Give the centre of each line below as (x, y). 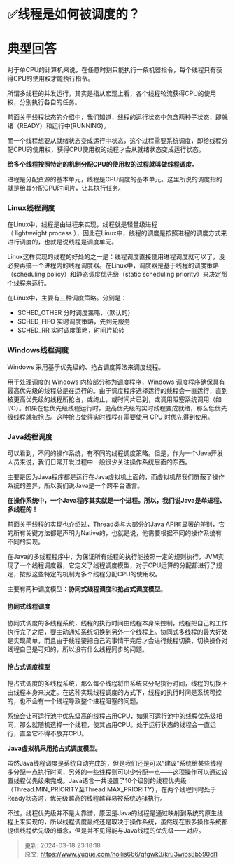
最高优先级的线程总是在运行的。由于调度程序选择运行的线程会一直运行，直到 (117, 390)
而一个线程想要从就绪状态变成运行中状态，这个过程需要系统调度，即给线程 (114, 141)
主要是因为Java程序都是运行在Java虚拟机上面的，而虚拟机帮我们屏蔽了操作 (116, 477)
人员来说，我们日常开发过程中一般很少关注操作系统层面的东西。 (99, 462)
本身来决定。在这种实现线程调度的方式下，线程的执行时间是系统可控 (123, 692)
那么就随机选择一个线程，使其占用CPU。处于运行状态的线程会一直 (115, 725)
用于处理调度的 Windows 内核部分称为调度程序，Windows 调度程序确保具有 (116, 382)
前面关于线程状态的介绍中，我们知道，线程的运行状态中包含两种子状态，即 (114, 117)
